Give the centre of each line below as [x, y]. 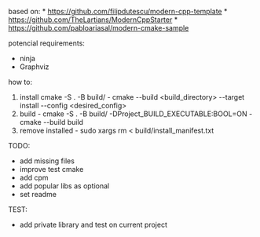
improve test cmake [51, 169]
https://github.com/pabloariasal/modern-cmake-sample [99, 28]
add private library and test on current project [93, 224]
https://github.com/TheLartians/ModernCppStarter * [93, 20]
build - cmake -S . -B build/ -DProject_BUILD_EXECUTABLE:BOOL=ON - [136, 114]
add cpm [34, 177]
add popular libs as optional [64, 186]
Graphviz [34, 67]
